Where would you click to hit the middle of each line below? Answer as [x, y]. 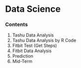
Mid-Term [22, 61]
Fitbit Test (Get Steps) [35, 46]
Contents [17, 25]
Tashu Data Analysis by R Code [44, 40]
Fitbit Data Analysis [32, 51]
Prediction [23, 56]
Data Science [33, 9]
